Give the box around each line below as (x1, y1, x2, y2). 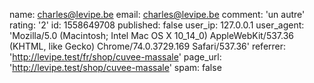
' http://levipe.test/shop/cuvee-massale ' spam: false (9, 62, 222, 73)
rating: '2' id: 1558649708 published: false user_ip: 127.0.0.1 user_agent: (9, 19, 305, 31)
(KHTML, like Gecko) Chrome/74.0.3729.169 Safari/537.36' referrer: (9, 40, 287, 52)
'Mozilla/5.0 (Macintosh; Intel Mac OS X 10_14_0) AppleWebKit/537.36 (9, 30, 295, 41)
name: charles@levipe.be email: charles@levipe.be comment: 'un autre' (9, 9, 306, 20)
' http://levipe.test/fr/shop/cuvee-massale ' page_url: (9, 51, 222, 63)
